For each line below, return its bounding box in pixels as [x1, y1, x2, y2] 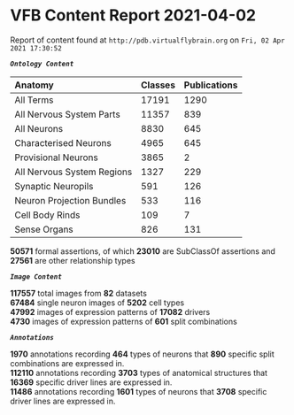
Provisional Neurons [14, 151, 98, 164]
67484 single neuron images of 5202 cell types [10, 297, 185, 308]
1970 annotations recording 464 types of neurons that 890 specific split [10, 349, 275, 359]
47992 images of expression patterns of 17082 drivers [10, 306, 211, 317]
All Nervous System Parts [14, 108, 120, 120]
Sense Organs [14, 223, 73, 235]
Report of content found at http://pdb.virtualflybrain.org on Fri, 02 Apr [10, 35, 286, 45]
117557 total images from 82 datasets [10, 288, 147, 298]
